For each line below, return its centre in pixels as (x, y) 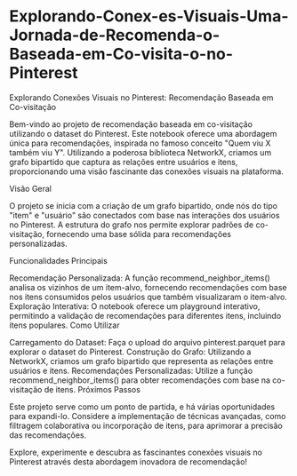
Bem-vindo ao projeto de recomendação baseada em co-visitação (131, 124)
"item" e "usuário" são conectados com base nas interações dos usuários (144, 215)
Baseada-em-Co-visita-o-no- (121, 54)
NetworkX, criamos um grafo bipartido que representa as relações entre (141, 361)
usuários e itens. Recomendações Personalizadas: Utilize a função (131, 370)
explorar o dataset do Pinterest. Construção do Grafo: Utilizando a (130, 352)
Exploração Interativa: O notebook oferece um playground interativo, (135, 306)
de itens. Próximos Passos (92, 389)
